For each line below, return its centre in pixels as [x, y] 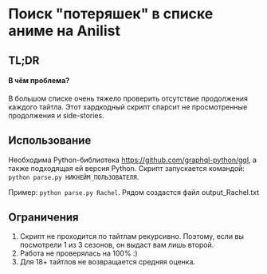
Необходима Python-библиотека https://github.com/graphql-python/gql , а [133, 160]
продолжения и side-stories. [57, 115]
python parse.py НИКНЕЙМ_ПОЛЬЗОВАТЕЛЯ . [74, 177]
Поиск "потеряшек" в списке [111, 14]
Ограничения [43, 217]
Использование [50, 141]
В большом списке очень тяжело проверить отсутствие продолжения [128, 98]
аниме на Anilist [65, 31]
